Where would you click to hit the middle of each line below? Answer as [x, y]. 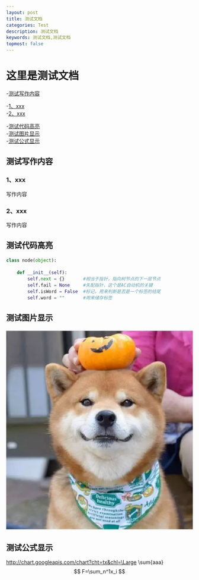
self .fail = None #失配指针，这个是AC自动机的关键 [90, 285]
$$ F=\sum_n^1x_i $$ [99, 572]
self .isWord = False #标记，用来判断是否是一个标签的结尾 [94, 292]
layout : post [22, 12]
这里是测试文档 [43, 76]
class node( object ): [32, 260]
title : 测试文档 [24, 19]
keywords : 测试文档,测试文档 [38, 38]
